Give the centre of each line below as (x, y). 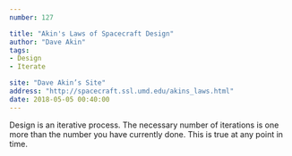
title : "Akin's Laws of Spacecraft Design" (92, 33)
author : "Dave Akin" (48, 42)
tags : (19, 50)
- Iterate (28, 67)
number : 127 (31, 17)
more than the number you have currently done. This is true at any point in (146, 134)
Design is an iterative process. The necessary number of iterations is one (144, 125)
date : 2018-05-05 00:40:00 (60, 99)
